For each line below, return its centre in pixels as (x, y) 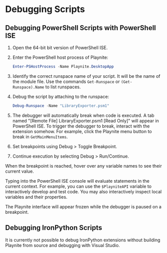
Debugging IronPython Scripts (54, 228)
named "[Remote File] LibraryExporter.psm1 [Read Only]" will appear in (86, 120)
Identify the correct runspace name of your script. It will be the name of (86, 76)
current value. (20, 171)
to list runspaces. (63, 87)
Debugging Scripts (45, 9)
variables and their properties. (36, 197)
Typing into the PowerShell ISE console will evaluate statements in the (77, 181)
